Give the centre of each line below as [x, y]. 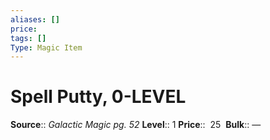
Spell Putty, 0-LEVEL [98, 97]
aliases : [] [35, 19]
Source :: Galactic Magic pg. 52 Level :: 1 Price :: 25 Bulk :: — [136, 125]
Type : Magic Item [46, 47]
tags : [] [28, 38]
